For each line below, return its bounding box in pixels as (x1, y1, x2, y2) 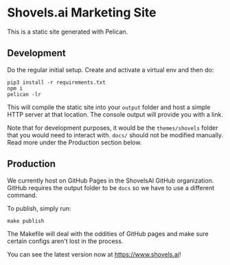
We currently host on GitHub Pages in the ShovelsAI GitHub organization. (7, 176, 214, 185)
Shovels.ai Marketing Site (7, 5, 157, 21)
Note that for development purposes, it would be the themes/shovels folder (7, 124, 218, 132)
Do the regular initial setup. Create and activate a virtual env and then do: (7, 65, 214, 73)
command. (7, 191, 38, 199)
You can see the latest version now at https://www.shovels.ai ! (7, 250, 181, 258)
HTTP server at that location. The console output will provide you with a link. (7, 110, 223, 118)
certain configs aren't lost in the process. (7, 237, 124, 245)
